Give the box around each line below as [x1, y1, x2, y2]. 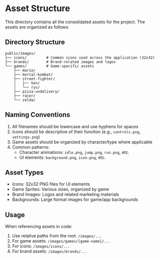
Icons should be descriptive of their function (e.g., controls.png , [12, 129, 141, 135]
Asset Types [5, 168, 44, 177]
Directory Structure [5, 38, 65, 46]
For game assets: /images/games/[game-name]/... [12, 238, 111, 244]
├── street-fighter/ [14, 76, 55, 81]
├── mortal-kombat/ [14, 72, 53, 77]
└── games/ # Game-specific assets [5, 63, 95, 68]
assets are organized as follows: [5, 24, 69, 30]
